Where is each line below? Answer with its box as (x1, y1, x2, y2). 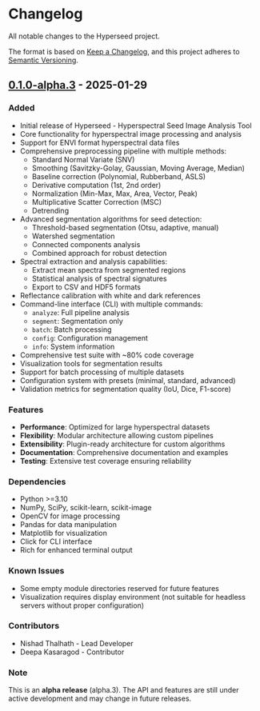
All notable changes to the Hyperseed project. (8, 31, 160, 41)
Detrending (31, 206, 70, 215)
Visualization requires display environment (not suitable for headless (19, 592, 246, 601)
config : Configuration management (31, 333, 148, 342)
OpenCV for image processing (19, 511, 121, 521)
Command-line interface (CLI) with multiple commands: (19, 299, 203, 309)
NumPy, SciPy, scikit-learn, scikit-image (19, 503, 152, 513)
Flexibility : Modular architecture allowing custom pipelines (19, 430, 214, 440)
